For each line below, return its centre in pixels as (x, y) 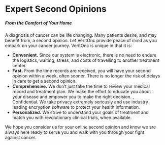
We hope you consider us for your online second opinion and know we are (81, 127)
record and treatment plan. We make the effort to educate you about (82, 92)
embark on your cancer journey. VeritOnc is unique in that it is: (68, 46)
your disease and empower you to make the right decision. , (73, 97)
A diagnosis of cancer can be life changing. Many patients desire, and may (81, 35)
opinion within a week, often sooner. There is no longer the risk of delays (86, 76)
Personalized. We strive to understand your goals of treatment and (80, 112)
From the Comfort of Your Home (39, 23)
